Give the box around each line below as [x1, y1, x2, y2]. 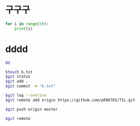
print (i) [14, 26, 33, 31]
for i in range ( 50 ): [5, 21, 49, 27]
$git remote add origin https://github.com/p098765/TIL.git [5, 97, 136, 103]
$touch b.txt [5, 69, 33, 74]
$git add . [5, 79, 29, 84]
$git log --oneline [5, 93, 47, 98]
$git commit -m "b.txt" [5, 84, 56, 89]
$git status [5, 74, 31, 79]
